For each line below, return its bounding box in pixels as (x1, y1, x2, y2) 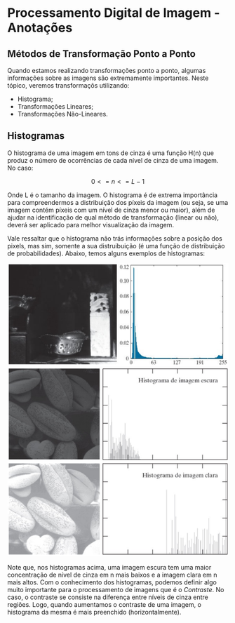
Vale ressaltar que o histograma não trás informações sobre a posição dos (7, 234, 222, 243)
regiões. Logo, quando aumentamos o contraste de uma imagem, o (7, 600, 202, 608)
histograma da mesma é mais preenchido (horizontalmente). (7, 608, 182, 616)
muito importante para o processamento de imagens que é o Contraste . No (7, 585, 224, 594)
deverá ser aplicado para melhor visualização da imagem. (7, 220, 174, 229)
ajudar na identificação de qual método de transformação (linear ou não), (7, 213, 220, 222)
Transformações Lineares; (17, 102, 94, 110)
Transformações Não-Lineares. (17, 110, 109, 118)
